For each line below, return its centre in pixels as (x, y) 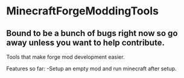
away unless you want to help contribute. (85, 42)
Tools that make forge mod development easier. (65, 57)
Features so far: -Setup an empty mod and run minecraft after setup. (91, 68)
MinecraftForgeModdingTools (82, 11)
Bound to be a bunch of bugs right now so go (92, 33)
